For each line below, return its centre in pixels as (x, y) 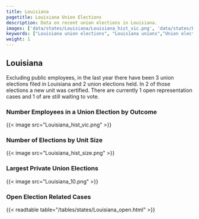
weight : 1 (18, 39)
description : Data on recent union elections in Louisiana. (82, 23)
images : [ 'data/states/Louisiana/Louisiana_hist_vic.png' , (81, 28)
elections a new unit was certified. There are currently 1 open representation (99, 90)
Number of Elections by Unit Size (54, 140)
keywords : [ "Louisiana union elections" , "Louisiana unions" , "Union (92, 34)
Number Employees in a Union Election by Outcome (82, 112)
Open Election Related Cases (49, 196)
